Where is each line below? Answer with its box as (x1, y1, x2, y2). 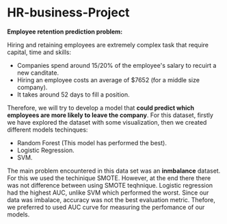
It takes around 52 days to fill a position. (16, 90, 130, 99)
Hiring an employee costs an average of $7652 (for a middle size (16, 75, 200, 84)
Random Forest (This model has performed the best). (16, 138, 168, 147)
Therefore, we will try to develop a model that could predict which (7, 103, 195, 112)
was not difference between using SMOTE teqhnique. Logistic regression (7, 181, 213, 189)
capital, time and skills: (7, 48, 72, 56)
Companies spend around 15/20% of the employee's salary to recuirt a (16, 61, 217, 69)
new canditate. (16, 69, 59, 77)
